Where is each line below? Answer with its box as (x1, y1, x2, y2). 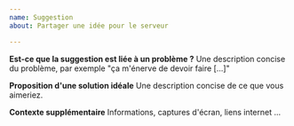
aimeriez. (9, 90, 44, 100)
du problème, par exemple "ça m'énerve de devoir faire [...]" (9, 63, 230, 74)
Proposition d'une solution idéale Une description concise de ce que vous (9, 80, 284, 91)
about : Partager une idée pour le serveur (9, 21, 169, 30)
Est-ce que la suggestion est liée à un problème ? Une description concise (9, 53, 286, 64)
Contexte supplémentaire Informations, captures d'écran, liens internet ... (9, 106, 282, 117)
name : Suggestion (9, 12, 74, 22)
